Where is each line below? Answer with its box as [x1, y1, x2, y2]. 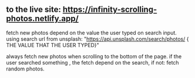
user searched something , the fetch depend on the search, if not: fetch [6, 59, 179, 66]
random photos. [6, 65, 45, 72]
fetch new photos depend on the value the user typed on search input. [6, 29, 177, 36]
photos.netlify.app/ [6, 14, 79, 24]
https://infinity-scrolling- [62, 5, 157, 15]
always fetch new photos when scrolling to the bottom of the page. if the [6, 52, 182, 60]
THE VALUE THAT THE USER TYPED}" [6, 41, 100, 48]
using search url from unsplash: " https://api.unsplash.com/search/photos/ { [6, 35, 189, 42]
